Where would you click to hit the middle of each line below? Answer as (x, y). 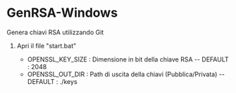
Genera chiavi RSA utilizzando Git (55, 32)
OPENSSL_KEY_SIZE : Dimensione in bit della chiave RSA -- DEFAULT (128, 59)
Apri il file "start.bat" (46, 45)
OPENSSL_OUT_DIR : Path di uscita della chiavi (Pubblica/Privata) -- (126, 74)
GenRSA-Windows (62, 13)
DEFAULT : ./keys (52, 81)
